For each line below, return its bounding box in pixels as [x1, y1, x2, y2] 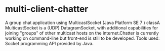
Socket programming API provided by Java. [5, 40, 94, 46]
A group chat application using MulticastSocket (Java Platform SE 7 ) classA [5, 20, 160, 25]
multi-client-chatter [5, 3, 88, 15]
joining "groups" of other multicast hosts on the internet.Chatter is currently [5, 30, 159, 36]
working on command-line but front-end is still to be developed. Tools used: [5, 35, 160, 41]
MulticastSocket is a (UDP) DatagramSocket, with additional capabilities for [5, 25, 158, 30]
